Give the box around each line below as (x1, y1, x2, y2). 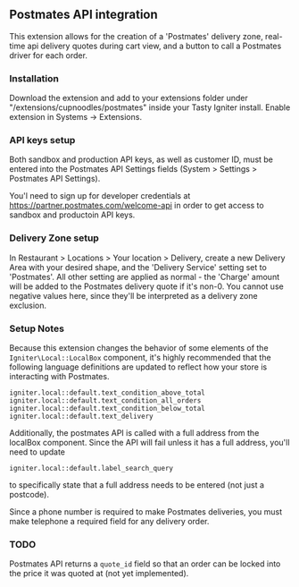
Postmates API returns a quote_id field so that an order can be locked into (9, 558, 281, 569)
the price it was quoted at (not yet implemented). (9, 568, 189, 579)
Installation (9, 72, 60, 84)
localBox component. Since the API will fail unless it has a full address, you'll (9, 438, 290, 447)
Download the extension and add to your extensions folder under (9, 93, 248, 104)
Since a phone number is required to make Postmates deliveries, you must (9, 506, 283, 517)
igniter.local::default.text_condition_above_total (9, 388, 205, 397)
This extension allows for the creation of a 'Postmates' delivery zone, (9, 30, 263, 41)
